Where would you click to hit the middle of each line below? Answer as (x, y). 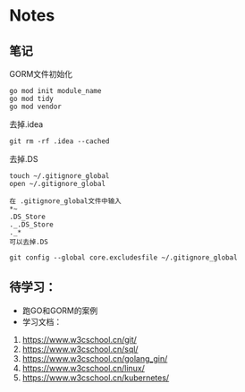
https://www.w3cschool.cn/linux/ (84, 368)
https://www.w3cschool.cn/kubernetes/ (96, 378)
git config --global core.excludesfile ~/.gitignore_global (124, 258)
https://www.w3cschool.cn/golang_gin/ (95, 358)
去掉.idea (26, 124)
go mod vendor (36, 107)
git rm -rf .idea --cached (59, 141)
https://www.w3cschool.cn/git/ (79, 339)
